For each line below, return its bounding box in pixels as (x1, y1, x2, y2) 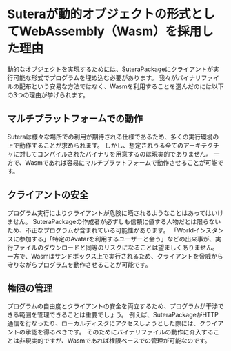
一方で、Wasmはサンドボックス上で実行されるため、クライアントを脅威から (7, 252, 224, 260)
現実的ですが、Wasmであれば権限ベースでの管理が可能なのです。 (25, 337, 212, 345)
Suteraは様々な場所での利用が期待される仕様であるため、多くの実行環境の (7, 132, 219, 141)
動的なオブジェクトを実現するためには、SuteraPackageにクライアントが (7, 65, 214, 73)
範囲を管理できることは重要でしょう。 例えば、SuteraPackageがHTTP (19, 311, 219, 319)
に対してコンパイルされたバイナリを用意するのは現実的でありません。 (12, 150, 212, 158)
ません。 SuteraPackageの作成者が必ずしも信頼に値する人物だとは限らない (7, 217, 221, 225)
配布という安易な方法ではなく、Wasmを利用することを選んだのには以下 (19, 82, 224, 90)
